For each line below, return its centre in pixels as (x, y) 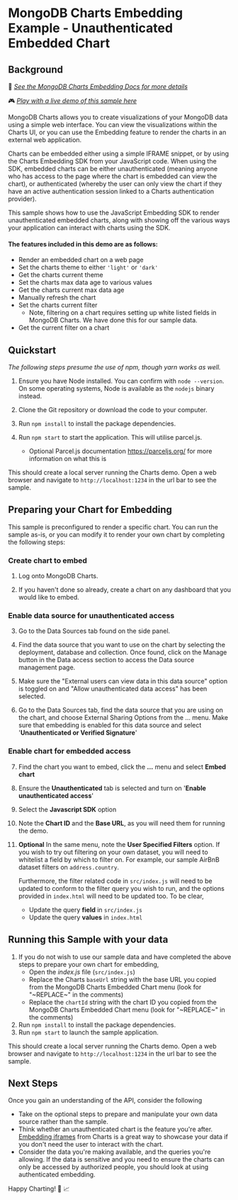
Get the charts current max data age (71, 290)
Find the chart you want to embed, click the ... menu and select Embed (122, 767)
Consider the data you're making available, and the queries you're (114, 1152)
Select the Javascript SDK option (67, 809)
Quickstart (32, 350)
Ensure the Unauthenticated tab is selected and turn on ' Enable (112, 788)
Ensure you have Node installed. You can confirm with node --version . (121, 381)
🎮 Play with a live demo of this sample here (73, 101)
